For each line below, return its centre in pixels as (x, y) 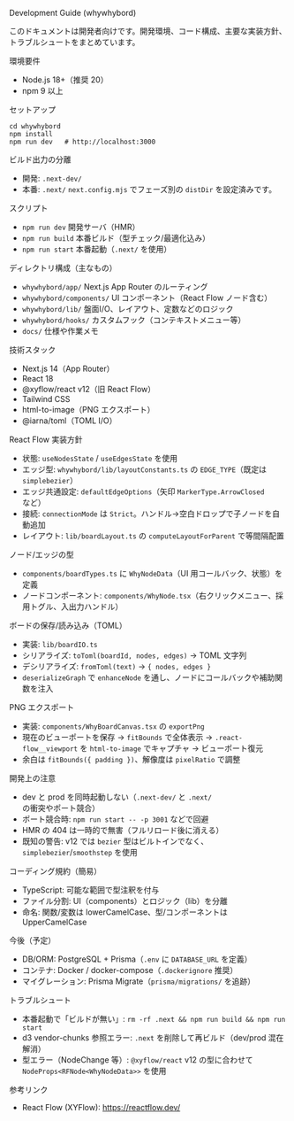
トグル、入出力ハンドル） (76, 607)
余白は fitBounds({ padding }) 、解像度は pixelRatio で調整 (131, 759)
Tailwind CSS (46, 399)
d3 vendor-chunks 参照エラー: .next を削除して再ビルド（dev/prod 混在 (153, 1038)
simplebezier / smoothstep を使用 (80, 852)
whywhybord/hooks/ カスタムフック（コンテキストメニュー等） (134, 320)
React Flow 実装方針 (46, 439)
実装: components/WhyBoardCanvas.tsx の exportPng (113, 726)
